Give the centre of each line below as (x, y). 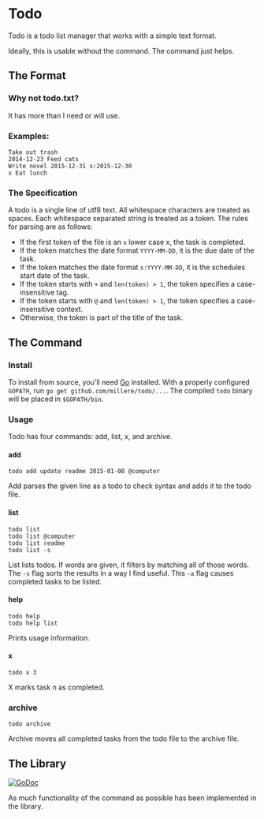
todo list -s (30, 550)
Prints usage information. (49, 637)
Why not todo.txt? (44, 98)
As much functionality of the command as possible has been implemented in (132, 798)
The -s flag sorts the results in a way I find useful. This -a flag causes (121, 573)
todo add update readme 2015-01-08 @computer (84, 471)
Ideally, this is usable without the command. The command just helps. (121, 51)
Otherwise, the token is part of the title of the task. (101, 317)
